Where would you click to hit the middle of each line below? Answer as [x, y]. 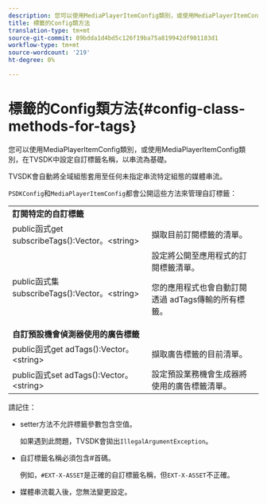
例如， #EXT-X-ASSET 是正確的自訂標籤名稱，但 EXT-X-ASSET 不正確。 [127, 475]
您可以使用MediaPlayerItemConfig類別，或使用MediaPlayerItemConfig [124, 149]
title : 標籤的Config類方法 [49, 23]
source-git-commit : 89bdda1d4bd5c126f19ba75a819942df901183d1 [113, 38]
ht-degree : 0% [32, 61]
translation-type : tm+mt [49, 30]
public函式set [37, 375]
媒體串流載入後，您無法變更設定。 [75, 491]
